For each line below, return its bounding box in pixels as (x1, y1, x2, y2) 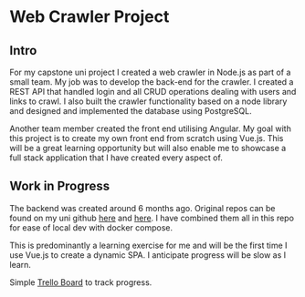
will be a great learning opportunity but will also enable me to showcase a (9, 143, 287, 153)
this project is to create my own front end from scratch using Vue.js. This (9, 133, 284, 143)
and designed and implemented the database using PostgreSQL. (9, 106, 253, 116)
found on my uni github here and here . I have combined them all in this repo (9, 212, 295, 223)
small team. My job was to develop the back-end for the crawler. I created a (9, 77, 294, 87)
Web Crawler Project (9, 6, 170, 27)
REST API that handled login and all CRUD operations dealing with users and (9, 87, 297, 97)
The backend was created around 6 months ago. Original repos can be (9, 202, 276, 213)
